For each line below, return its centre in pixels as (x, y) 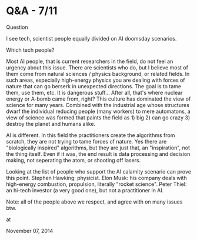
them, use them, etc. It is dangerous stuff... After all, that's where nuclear (94, 92)
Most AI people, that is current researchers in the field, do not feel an (90, 61)
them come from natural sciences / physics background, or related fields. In (98, 74)
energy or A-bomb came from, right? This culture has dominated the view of (98, 99)
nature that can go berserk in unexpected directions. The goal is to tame (94, 86)
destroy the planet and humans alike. (51, 124)
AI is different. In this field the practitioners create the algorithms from (91, 135)
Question (17, 27)
